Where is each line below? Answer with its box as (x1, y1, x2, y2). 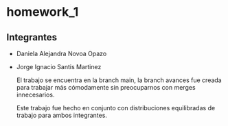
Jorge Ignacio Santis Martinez (16, 63, 102, 71)
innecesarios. (16, 90, 55, 99)
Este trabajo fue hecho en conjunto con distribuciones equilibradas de (16, 104, 216, 112)
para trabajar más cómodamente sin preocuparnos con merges (16, 84, 196, 91)
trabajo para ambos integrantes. (16, 111, 108, 119)
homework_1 (6, 4, 79, 20)
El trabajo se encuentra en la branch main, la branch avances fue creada (16, 76, 222, 84)
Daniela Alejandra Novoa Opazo (16, 49, 107, 58)
